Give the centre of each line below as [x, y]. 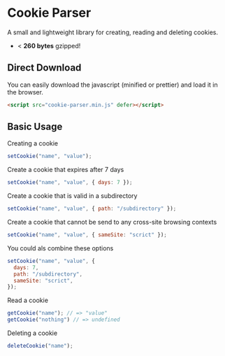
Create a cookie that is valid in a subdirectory [72, 196]
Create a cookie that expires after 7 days [66, 170]
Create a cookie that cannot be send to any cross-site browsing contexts [112, 222]
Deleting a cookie [32, 333]
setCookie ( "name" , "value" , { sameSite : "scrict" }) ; [87, 235]
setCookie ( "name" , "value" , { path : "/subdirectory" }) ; [92, 209]
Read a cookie [28, 300]
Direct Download [44, 68]
